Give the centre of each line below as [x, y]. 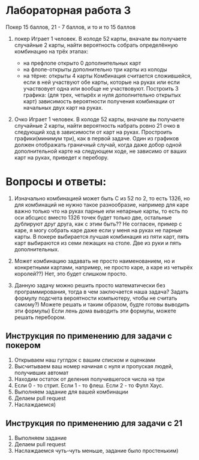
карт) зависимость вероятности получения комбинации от [99, 101]
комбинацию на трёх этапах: [51, 51]
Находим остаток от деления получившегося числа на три [90, 379]
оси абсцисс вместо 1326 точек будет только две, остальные [93, 217]
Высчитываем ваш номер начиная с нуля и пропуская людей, [94, 366]
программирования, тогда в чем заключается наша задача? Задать [101, 291]
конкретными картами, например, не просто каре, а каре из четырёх [103, 267]
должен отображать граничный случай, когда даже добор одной [98, 145]
